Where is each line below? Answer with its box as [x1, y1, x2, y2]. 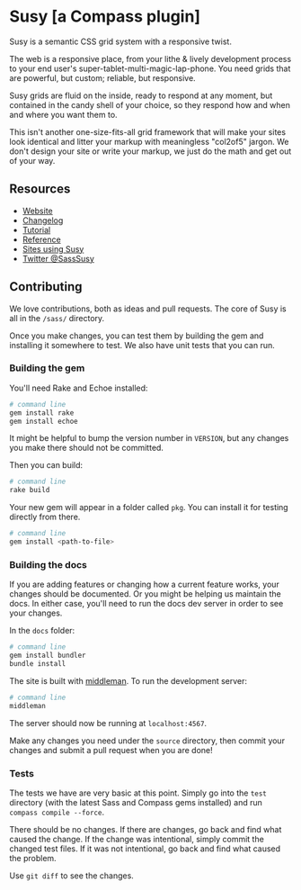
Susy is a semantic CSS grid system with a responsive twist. [9, 36, 232, 47]
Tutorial [22, 224, 51, 235]
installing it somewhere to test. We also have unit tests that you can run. [9, 339, 276, 350]
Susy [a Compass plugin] [9, 6, 200, 27]
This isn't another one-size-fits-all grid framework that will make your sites [9, 126, 286, 137]
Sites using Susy [22, 243, 84, 254]
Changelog [22, 214, 64, 226]
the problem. [9, 852, 57, 863]
